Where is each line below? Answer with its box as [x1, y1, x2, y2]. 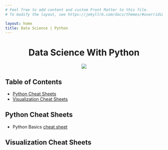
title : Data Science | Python [5, 25, 68, 30]
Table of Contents [5, 78, 62, 86]
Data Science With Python [28, 47, 140, 58]
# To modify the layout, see [5, 12, 66, 17]
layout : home [5, 21, 32, 26]
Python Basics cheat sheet [12, 124, 67, 130]
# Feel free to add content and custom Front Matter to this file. [5, 7, 149, 12]
